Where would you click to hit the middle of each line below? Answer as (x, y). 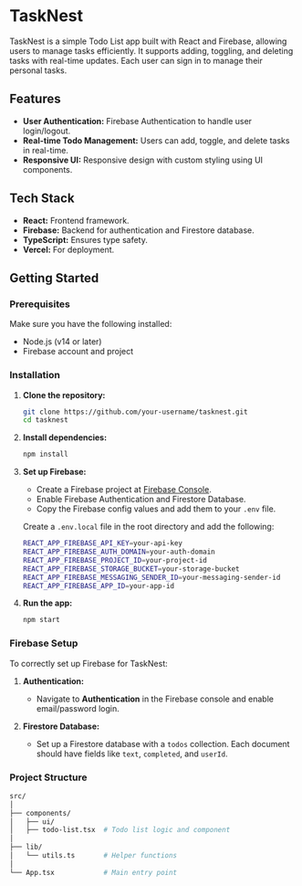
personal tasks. (38, 70)
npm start (42, 620)
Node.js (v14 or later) (62, 342)
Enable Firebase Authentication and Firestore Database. (141, 500)
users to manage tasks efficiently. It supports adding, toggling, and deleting (151, 50)
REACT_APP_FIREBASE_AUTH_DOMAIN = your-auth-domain (119, 552)
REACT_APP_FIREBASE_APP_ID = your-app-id (99, 585)
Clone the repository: (64, 395)
